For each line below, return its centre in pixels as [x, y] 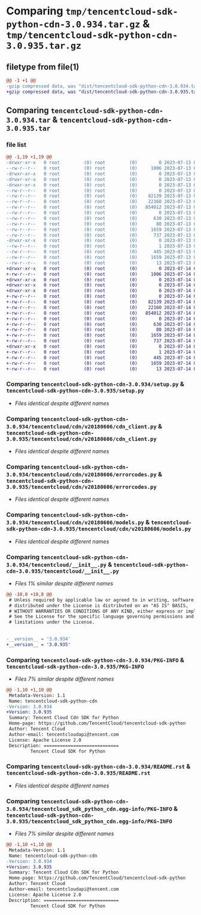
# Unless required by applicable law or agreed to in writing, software [101, 600]
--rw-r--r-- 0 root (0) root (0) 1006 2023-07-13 [99, 168]
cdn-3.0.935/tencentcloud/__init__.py [63, 571]
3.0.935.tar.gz [44, 46]
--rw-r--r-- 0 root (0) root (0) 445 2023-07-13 [99, 252]
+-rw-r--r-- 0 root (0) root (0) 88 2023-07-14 [99, 330]
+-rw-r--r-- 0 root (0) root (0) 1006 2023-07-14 [99, 274]
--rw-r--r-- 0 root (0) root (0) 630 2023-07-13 [99, 218]
